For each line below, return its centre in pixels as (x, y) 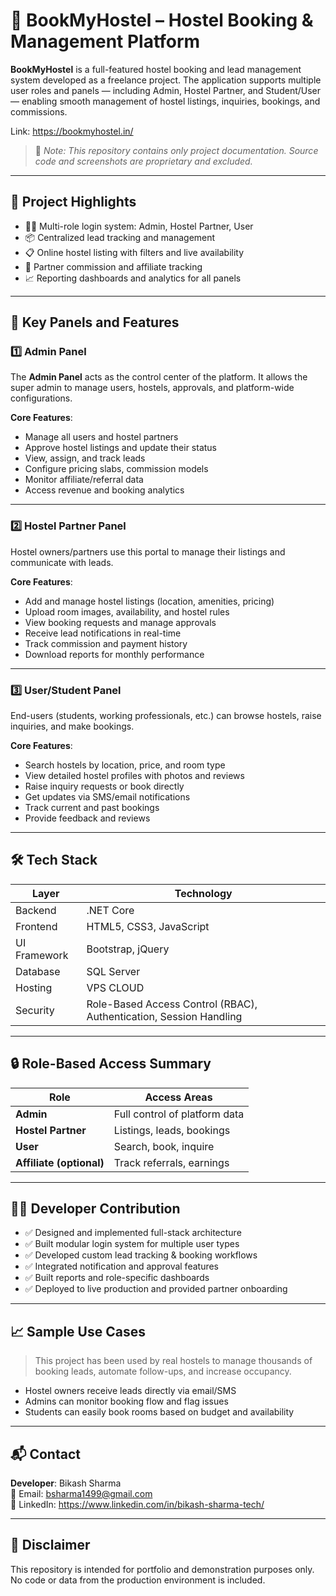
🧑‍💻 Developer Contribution (95, 1209)
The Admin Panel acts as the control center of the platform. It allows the (159, 377)
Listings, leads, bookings (172, 1130)
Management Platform (105, 41)
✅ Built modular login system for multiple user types (132, 1244)
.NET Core (110, 910)
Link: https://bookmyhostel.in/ (72, 131)
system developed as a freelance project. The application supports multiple (166, 80)
